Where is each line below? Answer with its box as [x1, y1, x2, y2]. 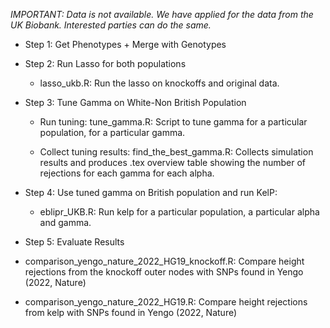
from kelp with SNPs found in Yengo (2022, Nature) [24, 307, 238, 318]
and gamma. [39, 217, 92, 228]
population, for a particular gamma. [39, 127, 186, 138]
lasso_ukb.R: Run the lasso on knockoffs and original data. [39, 77, 280, 89]
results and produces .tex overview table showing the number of [39, 157, 306, 168]
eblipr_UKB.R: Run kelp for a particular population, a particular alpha [39, 206, 320, 218]
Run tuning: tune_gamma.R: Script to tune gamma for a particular [39, 116, 308, 128]
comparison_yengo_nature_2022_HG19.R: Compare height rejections [24, 296, 308, 308]
